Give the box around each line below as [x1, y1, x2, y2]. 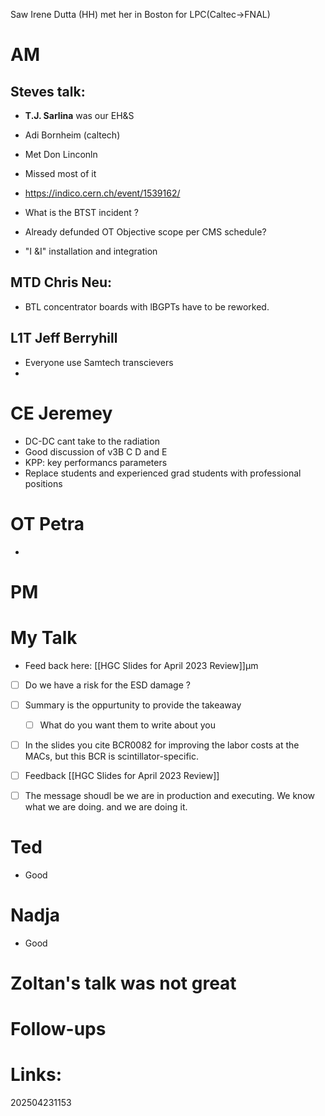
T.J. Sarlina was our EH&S [24, 110, 135, 121]
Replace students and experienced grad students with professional [24, 467, 302, 479]
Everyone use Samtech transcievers [24, 356, 174, 368]
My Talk [10, 626, 78, 649]
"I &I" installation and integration [24, 245, 158, 257]
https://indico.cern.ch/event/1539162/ [24, 187, 181, 199]
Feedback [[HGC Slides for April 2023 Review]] [24, 769, 220, 781]
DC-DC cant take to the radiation [24, 435, 160, 447]
